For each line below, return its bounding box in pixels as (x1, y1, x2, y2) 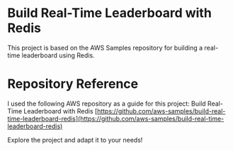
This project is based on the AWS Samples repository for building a (7, 43, 203, 52)
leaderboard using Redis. (21, 51, 95, 60)
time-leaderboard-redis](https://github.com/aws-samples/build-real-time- (7, 114, 225, 123)
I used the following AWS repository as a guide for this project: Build (7, 99, 207, 108)
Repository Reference (7, 76, 139, 92)
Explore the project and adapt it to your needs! (7, 135, 143, 144)
